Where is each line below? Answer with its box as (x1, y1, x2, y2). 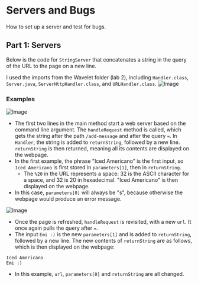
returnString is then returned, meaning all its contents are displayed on (14, 145, 189, 152)
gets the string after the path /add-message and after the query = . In (14, 133, 177, 140)
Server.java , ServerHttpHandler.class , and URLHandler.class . (6, 80, 157, 87)
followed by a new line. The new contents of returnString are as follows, (14, 237, 193, 245)
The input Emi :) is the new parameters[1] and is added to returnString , (14, 231, 192, 238)
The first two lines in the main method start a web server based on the (14, 120, 186, 127)
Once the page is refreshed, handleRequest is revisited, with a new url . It (14, 218, 191, 226)
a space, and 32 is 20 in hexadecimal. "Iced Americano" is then (23, 176, 178, 184)
